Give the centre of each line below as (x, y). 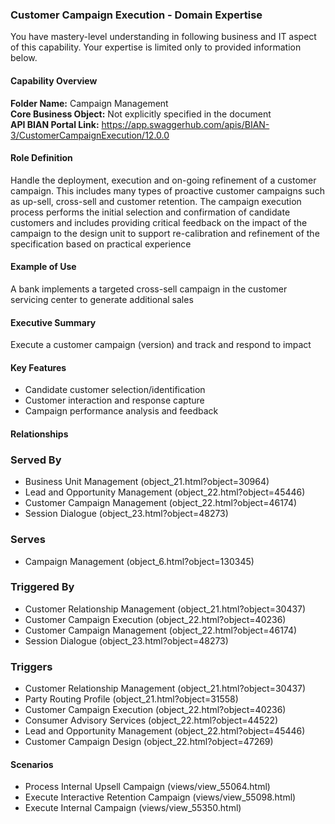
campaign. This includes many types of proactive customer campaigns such (167, 190)
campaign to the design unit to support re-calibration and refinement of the (165, 233)
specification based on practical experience (101, 244)
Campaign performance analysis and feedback (121, 411)
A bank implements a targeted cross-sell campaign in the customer (149, 289)
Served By (36, 460)
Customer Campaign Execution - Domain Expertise (136, 15)
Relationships (39, 434)
